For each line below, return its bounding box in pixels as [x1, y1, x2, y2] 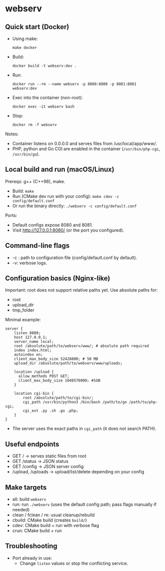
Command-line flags [5, 241, 70, 250]
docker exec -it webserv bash [12, 104, 75, 109]
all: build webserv [12, 496, 46, 502]
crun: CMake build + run [12, 528, 62, 533]
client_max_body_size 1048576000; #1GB [18, 378, 100, 383]
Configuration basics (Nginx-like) [5, 274, 110, 283]
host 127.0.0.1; [14, 335, 48, 340]
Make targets [5, 483, 47, 492]
